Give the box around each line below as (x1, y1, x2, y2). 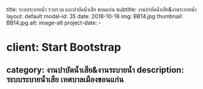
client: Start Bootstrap (6, 40, 121, 54)
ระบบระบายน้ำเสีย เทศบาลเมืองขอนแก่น (6, 74, 124, 85)
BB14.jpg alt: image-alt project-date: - (6, 19, 102, 26)
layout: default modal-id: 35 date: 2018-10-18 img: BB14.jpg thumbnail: (6, 13, 183, 20)
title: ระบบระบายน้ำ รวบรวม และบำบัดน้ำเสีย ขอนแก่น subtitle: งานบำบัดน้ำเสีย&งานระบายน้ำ (6, 6, 197, 13)
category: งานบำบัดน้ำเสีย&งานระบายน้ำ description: (6, 65, 185, 75)
